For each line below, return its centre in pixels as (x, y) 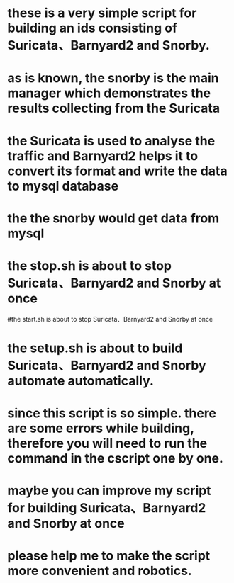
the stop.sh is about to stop (90, 265)
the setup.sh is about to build (95, 348)
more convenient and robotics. (100, 571)
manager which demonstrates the (109, 93)
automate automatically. (81, 381)
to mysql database (63, 186)
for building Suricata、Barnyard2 (107, 508)
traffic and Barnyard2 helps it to (103, 155)
